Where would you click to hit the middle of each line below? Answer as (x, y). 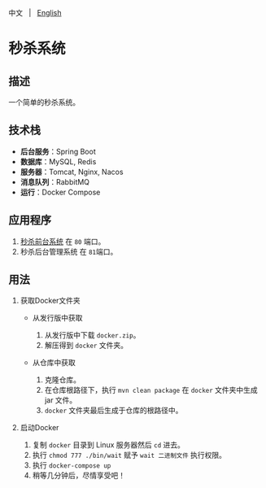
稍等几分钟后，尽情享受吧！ (79, 476)
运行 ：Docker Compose (60, 192)
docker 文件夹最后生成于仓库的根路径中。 (113, 411)
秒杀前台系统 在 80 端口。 (63, 241)
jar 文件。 (61, 400)
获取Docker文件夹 (50, 301)
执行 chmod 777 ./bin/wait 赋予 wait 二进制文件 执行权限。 (129, 455)
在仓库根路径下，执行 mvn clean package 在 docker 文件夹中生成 (151, 390)
